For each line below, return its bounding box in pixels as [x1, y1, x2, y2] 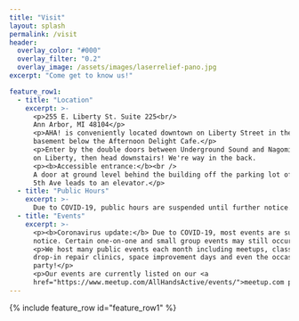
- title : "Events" [17, 211, 86, 220]
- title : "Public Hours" [17, 186, 109, 196]
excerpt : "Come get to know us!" [9, 71, 133, 80]
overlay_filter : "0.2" [17, 54, 101, 63]
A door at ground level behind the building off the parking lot [32, 170, 280, 179]
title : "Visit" [9, 12, 66, 22]
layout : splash [9, 21, 66, 30]
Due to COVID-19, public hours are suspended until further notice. [32, 203, 293, 212]
